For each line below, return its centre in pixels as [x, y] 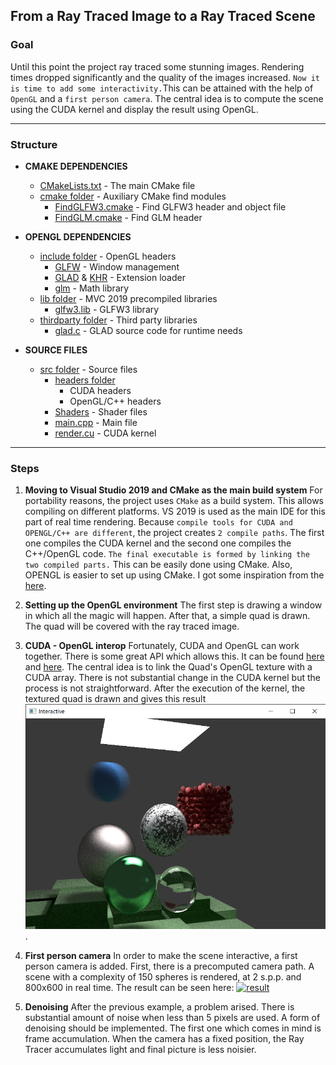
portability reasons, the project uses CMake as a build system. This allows [174, 501]
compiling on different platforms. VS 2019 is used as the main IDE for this [175, 511]
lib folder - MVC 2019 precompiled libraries [128, 298]
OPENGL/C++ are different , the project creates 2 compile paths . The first [174, 533]
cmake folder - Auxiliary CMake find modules [133, 196]
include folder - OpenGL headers [108, 256]
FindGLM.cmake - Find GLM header [128, 217]
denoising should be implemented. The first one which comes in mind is [173, 1028]
